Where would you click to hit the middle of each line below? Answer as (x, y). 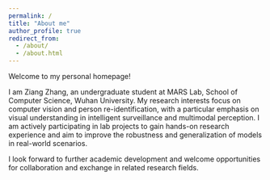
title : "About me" (39, 23)
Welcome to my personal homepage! (70, 76)
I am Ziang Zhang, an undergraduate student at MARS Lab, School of (123, 92)
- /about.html (39, 53)
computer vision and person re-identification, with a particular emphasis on (134, 109)
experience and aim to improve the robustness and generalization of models (135, 135)
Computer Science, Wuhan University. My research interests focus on (124, 100)
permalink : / (30, 16)
